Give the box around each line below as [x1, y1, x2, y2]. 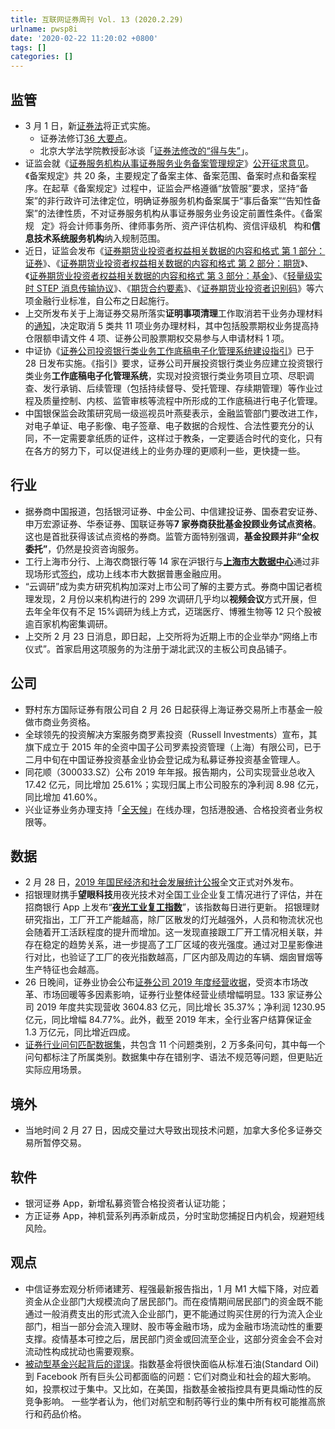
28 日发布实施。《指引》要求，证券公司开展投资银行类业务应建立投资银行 [24, 357, 323, 369]
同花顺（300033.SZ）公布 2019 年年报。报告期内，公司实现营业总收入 [24, 766, 316, 778]
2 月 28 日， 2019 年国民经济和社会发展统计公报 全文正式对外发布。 [24, 876, 300, 888]
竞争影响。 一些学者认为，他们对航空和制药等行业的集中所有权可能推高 [24, 1395, 317, 1407]
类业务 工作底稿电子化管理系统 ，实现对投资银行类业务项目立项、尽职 [24, 369, 306, 381]
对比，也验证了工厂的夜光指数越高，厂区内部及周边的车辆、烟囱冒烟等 [33, 951, 323, 963]
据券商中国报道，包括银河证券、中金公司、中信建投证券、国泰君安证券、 [24, 505, 323, 517]
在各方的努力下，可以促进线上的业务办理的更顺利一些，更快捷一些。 [24, 444, 306, 456]
